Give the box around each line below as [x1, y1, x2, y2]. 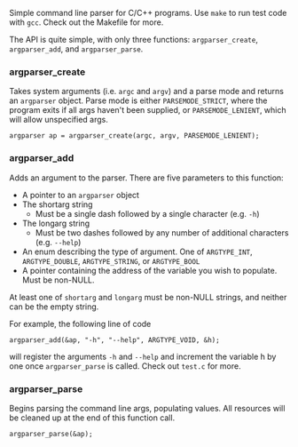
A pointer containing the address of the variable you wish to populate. [21, 265, 278, 275]
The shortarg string [21, 199, 93, 210]
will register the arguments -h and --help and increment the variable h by [9, 351, 277, 362]
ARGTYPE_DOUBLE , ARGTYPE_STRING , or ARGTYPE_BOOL [21, 255, 200, 266]
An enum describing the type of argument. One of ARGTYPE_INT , [21, 246, 253, 257]
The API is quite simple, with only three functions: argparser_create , [9, 35, 259, 44]
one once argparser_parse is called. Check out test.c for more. [9, 360, 241, 371]
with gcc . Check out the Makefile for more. [9, 17, 164, 28]
